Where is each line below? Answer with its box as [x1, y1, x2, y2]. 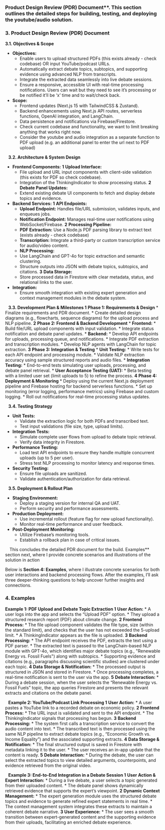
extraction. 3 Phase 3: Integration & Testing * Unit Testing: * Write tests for [5, 347, 160, 353]
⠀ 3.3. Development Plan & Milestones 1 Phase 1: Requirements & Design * [5, 305, 159, 311]
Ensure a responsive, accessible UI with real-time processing [19, 82, 144, 88]
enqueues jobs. [19, 211, 51, 217]
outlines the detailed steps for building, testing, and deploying [5, 10, 157, 17]
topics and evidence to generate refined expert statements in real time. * [5, 798, 153, 804]
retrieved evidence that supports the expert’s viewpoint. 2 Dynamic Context [5, 788, 160, 793]
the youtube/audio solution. [5, 16, 73, 23]
